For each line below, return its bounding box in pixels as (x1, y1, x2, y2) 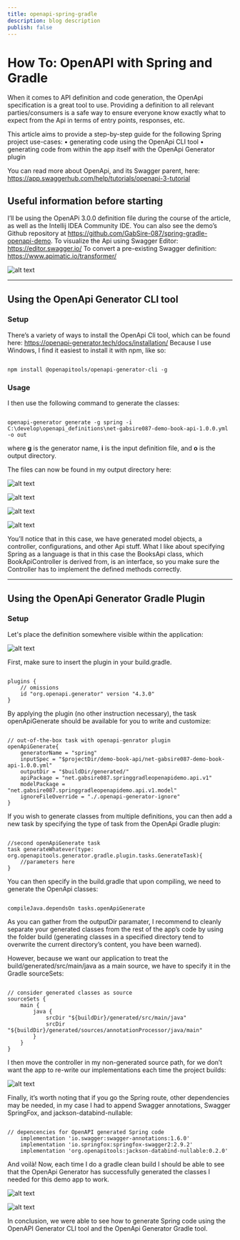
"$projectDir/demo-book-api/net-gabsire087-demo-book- (58, 755, 225, 763)
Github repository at (7, 229, 66, 238)
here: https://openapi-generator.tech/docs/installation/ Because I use (7, 338, 212, 347)
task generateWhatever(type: (7, 845, 94, 853)
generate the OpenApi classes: (7, 884, 99, 893)
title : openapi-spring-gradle (7, 10, 98, 18)
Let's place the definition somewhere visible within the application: (7, 630, 204, 638)
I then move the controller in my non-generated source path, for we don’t (7, 1058, 223, 1066)
